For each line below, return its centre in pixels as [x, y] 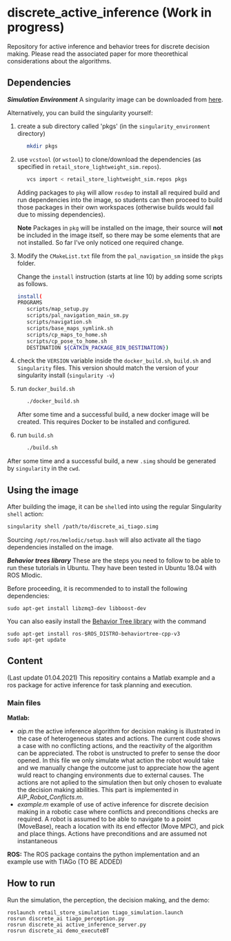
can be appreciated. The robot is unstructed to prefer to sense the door [119, 753]
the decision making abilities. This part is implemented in [98, 789]
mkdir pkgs [42, 146]
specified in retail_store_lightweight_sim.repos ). [89, 166]
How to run [31, 883]
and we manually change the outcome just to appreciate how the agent [118, 767]
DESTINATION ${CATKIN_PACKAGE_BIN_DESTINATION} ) [98, 347]
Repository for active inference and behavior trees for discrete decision [109, 46]
